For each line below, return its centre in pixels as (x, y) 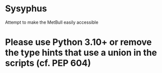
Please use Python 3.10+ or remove (79, 42)
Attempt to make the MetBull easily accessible (52, 22)
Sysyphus (26, 9)
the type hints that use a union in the (81, 53)
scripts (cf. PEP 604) (48, 63)
